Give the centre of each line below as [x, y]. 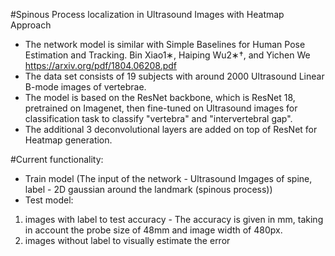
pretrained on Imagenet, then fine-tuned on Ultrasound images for [161, 108]
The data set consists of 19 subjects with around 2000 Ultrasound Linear [174, 76]
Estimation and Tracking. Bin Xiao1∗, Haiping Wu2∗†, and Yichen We [167, 55]
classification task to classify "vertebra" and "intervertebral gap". [158, 118]
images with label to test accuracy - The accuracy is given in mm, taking [174, 219]
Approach [31, 25]
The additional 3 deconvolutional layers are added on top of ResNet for [171, 129]
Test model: [49, 200]
